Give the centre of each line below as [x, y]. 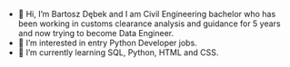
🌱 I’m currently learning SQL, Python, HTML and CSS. [118, 53]
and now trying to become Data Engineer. [96, 33]
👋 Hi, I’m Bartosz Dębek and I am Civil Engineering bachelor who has [147, 14]
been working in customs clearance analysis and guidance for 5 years [149, 24]
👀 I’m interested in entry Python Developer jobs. [107, 43]
